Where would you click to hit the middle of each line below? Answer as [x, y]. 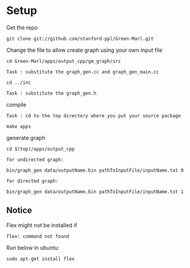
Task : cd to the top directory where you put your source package [94, 116]
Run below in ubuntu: [33, 247]
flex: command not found [38, 236]
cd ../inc [19, 82]
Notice [19, 210]
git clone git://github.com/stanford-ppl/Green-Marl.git [80, 38]
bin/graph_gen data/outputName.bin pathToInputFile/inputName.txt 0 [95, 170]
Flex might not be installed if [42, 225]
